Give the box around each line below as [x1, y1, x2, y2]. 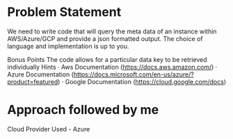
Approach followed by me [7, 102, 159, 118]
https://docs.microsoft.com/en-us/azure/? [73, 70, 195, 79]
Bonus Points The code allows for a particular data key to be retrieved [7, 55, 207, 63]
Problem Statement [7, 4, 122, 20]
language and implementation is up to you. [7, 42, 129, 50]
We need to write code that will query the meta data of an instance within [7, 27, 217, 35]
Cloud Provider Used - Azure [7, 124, 90, 133]
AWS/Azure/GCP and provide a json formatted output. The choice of [7, 34, 203, 42]
